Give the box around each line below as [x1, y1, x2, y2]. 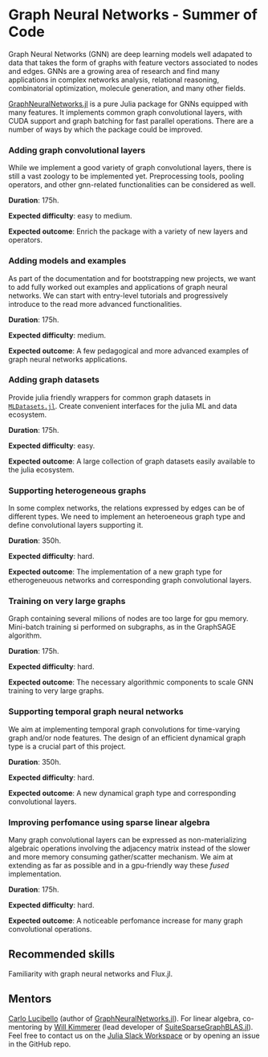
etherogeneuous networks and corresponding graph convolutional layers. [8, 576, 252, 586]
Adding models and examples [8, 255, 127, 267]
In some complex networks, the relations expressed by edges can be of [8, 504, 245, 513]
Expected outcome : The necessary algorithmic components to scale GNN [8, 677, 254, 688]
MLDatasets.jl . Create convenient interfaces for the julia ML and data [8, 401, 238, 410]
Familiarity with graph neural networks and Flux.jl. [8, 969, 173, 978]
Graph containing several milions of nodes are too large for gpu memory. [8, 614, 249, 623]
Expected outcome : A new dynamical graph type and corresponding [8, 788, 237, 798]
